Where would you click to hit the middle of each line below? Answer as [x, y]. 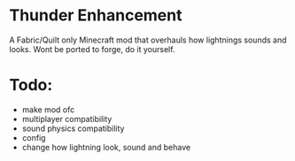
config [34, 137]
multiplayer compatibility [67, 119]
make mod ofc [48, 109]
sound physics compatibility [73, 128]
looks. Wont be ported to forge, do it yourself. [92, 49]
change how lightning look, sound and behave [106, 147]
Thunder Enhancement [96, 15]
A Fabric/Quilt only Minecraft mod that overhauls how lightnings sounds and [148, 40]
